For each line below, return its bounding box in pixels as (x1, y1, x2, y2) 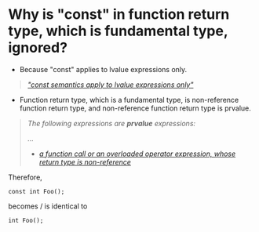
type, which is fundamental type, (8, 22, 228, 40)
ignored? (8, 39, 68, 56)
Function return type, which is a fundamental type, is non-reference (19, 95, 239, 104)
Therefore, (8, 172, 43, 182)
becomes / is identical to (8, 201, 88, 211)
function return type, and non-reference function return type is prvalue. (19, 103, 251, 113)
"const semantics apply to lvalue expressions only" (27, 80, 194, 89)
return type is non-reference (38, 157, 132, 166)
